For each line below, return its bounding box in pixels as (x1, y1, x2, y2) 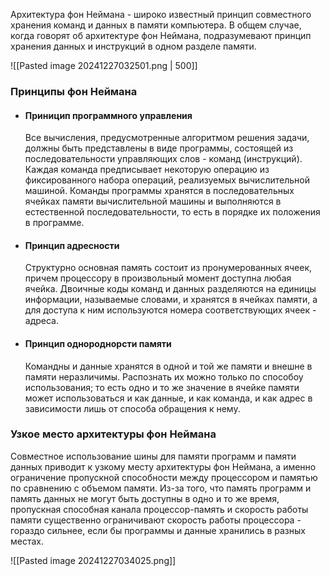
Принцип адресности (24, 239, 120, 251)
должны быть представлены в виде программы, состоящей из (24, 142, 294, 154)
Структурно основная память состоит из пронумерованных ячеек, (24, 262, 313, 274)
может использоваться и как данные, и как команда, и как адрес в (24, 392, 313, 404)
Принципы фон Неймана (10, 84, 138, 98)
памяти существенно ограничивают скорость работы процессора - (10, 514, 302, 526)
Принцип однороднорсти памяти (24, 337, 172, 349)
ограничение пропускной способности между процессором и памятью (10, 471, 318, 483)
